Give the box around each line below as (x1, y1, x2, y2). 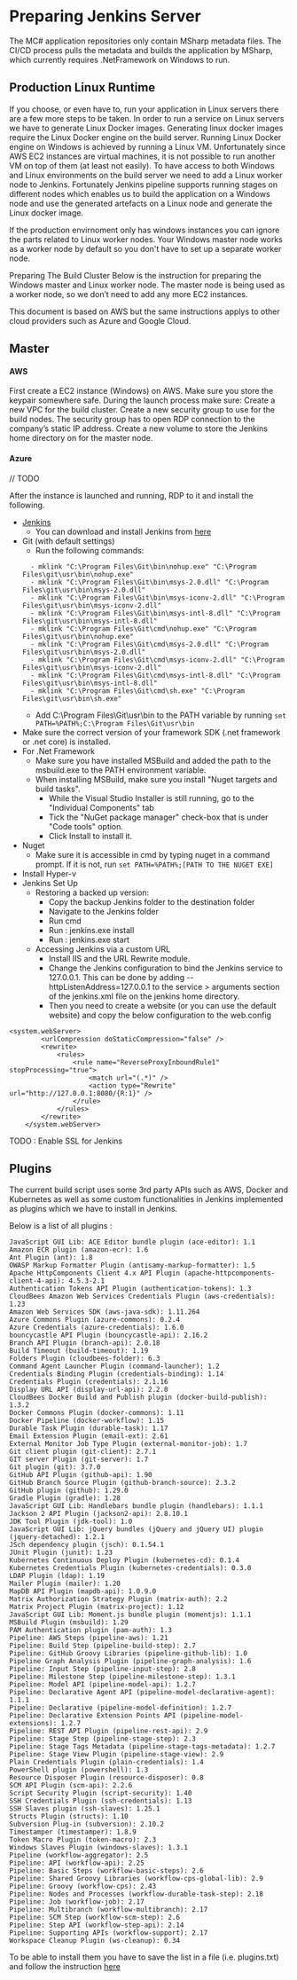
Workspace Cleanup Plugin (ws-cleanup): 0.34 (9, 1937, 180, 1945)
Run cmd (48, 915, 82, 926)
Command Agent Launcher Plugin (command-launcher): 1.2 (9, 1362, 220, 1371)
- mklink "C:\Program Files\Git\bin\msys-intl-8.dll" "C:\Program (30, 609, 281, 617)
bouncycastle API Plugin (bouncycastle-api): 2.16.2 (9, 1331, 208, 1340)
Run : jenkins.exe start (48, 934, 130, 945)
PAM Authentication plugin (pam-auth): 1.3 (9, 1626, 173, 1635)
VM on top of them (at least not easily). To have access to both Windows (9, 160, 275, 170)
